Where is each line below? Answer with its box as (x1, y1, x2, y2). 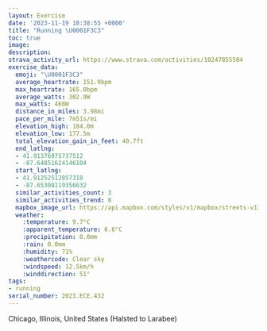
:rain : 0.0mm (22, 241, 66, 248)
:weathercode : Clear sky (22, 255, 105, 263)
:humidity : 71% (22, 248, 73, 256)
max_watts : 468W (15, 100, 69, 108)
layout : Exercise (8, 11, 66, 20)
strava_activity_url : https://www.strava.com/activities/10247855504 (8, 56, 244, 64)
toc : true (8, 33, 41, 42)
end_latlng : (15, 144, 56, 152)
